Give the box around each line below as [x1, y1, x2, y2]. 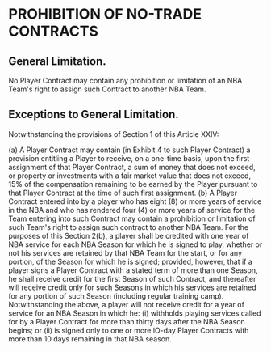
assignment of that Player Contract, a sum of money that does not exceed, [8, 162, 256, 172]
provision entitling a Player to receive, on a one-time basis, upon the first [8, 153, 250, 163]
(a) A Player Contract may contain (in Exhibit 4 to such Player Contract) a [8, 145, 251, 155]
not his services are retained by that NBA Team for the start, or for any [8, 248, 243, 257]
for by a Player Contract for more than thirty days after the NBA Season [8, 316, 246, 326]
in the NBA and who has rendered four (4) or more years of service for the [8, 205, 256, 214]
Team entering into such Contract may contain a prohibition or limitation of [8, 214, 256, 223]
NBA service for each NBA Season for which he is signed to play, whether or [8, 240, 263, 249]
